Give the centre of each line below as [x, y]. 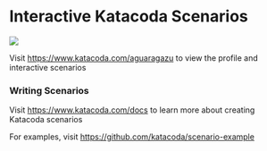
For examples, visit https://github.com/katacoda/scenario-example [132, 137]
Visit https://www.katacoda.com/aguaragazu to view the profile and [134, 58]
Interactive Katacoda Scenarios [129, 17]
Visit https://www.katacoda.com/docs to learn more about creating [132, 110]
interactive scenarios [48, 67]
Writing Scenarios [49, 90]
